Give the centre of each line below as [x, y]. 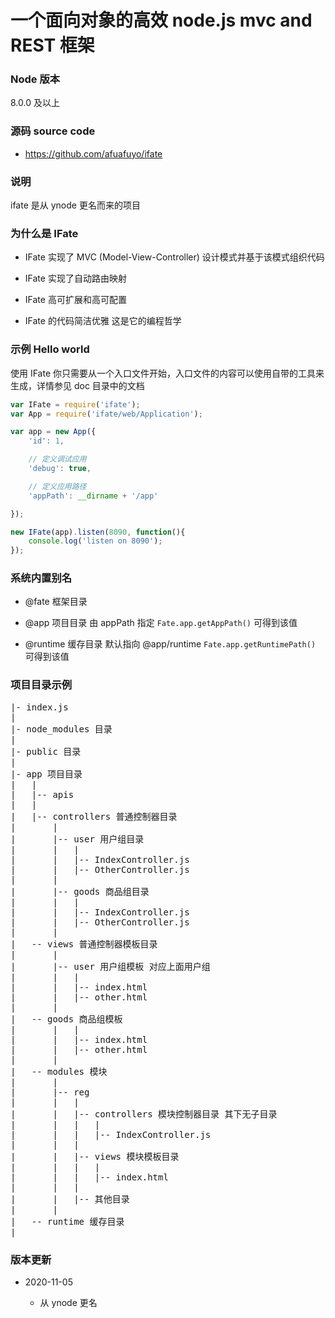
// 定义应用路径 [57, 486]
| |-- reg [50, 1092]
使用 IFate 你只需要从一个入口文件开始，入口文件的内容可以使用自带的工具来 [167, 373]
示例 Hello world [50, 349]
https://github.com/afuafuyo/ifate [93, 153]
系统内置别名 [41, 578]
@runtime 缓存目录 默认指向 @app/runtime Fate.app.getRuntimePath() [170, 644]
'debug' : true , [60, 469]
